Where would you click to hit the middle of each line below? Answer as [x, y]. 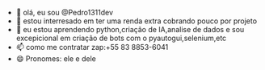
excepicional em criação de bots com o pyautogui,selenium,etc [121, 38]
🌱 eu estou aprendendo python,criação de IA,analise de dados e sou [130, 29]
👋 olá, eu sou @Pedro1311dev [65, 12]
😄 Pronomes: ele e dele [56, 59]
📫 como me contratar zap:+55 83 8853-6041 [92, 47]
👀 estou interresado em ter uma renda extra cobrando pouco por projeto [136, 21]
